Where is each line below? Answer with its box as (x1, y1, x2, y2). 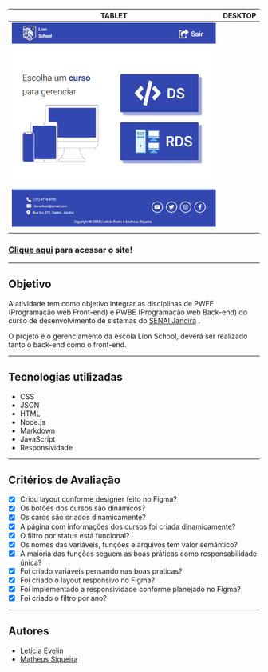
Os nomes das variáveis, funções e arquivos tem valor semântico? (19, 539, 238, 549)
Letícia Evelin (19, 646, 64, 655)
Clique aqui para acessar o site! (8, 244, 133, 255)
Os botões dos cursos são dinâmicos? (19, 503, 146, 513)
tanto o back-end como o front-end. (8, 339, 127, 349)
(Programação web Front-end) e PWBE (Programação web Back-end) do (8, 307, 248, 317)
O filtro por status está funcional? (19, 530, 130, 540)
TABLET (100, 10, 128, 20)
